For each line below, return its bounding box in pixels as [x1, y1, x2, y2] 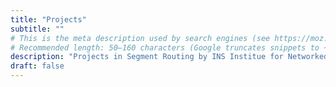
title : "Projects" [10, 14, 87, 25]
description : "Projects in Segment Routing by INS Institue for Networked [10, 52, 329, 62]
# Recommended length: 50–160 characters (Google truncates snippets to [10, 42, 320, 53]
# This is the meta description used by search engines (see [10, 33, 271, 43]
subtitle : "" [10, 24, 65, 34]
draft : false [10, 61, 65, 71]
